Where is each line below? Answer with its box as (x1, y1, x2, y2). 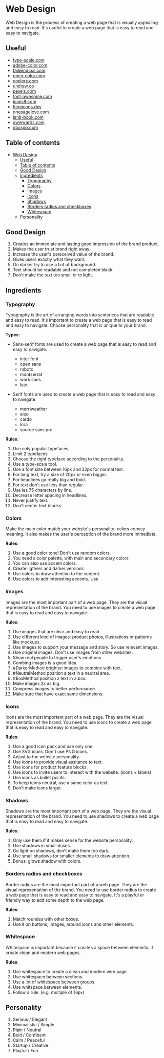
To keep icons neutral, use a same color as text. (12, 780, 109, 786)
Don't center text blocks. (12, 503, 62, 509)
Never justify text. (12, 498, 49, 503)
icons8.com (12, 99, 37, 104)
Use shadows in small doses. (12, 843, 71, 849)
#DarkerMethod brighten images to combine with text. (12, 665, 122, 671)
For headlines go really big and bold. (12, 477, 86, 483)
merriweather (20, 406, 47, 412)
